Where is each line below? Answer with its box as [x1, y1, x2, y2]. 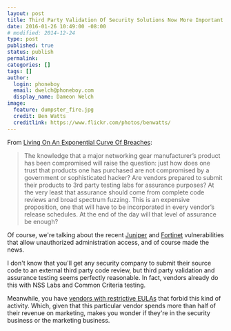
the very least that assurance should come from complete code [23, 188, 205, 197]
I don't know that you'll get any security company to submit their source [7, 259, 212, 267]
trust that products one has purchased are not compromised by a [23, 166, 210, 174]
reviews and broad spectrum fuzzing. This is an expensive [23, 195, 190, 203]
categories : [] [7, 61, 51, 68]
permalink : [7, 55, 39, 62]
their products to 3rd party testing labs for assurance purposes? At [23, 181, 214, 189]
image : [7, 100, 26, 107]
